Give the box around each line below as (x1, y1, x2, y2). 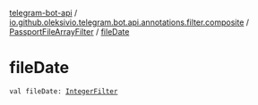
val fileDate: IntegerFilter (9, 86, 118, 96)
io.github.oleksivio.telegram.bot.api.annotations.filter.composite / (9, 17, 249, 28)
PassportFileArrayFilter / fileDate (9, 27, 130, 36)
